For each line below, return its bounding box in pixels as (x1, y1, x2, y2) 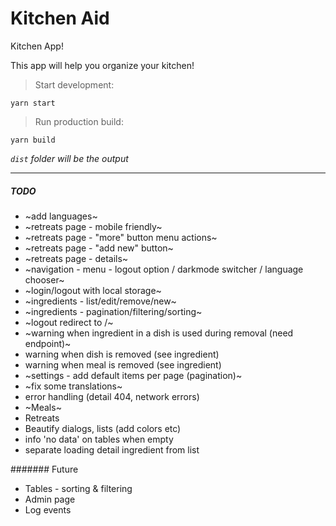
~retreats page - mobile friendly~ (24, 220, 163, 232)
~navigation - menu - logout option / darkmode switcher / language (24, 263, 304, 275)
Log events (24, 503, 72, 516)
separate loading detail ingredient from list (24, 443, 200, 456)
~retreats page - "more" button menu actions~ (24, 231, 218, 243)
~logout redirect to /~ (24, 316, 114, 328)
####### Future (10, 463, 79, 475)
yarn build (10, 135, 56, 145)
